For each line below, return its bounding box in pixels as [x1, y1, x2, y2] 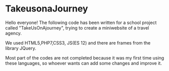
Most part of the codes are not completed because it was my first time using [5, 54, 164, 60]
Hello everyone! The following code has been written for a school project [5, 19, 157, 25]
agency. [5, 30, 22, 36]
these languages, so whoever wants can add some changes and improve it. [5, 60, 162, 66]
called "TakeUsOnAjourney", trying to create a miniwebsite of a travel [5, 24, 149, 30]
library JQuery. [5, 45, 36, 51]
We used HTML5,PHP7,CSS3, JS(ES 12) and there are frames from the [5, 39, 151, 45]
